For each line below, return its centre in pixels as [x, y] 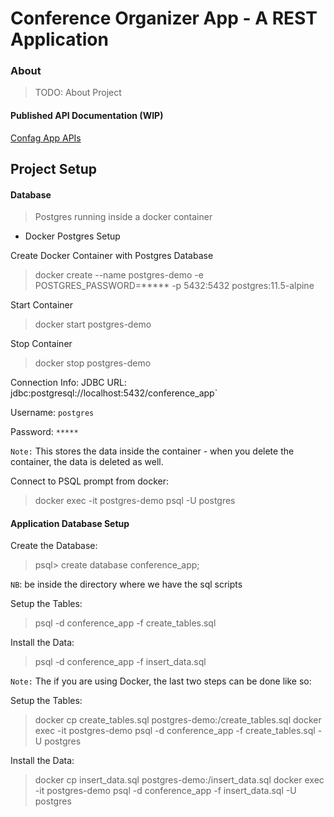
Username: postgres [52, 413]
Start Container [41, 305]
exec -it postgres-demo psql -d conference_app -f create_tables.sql [175, 731]
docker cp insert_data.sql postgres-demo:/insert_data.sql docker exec [179, 780]
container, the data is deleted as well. [87, 462]
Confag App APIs [46, 138]
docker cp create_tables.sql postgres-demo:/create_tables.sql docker [178, 720]
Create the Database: [54, 546]
